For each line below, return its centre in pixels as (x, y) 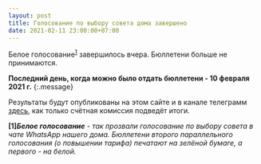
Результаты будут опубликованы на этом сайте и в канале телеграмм (128, 102)
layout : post (30, 16)
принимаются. (33, 63)
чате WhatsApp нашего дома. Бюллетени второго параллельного (121, 135)
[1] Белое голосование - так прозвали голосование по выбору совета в (131, 126)
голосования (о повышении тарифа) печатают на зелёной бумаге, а (125, 143)
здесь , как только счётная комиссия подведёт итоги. (99, 111)
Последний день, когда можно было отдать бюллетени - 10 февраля (129, 78)
